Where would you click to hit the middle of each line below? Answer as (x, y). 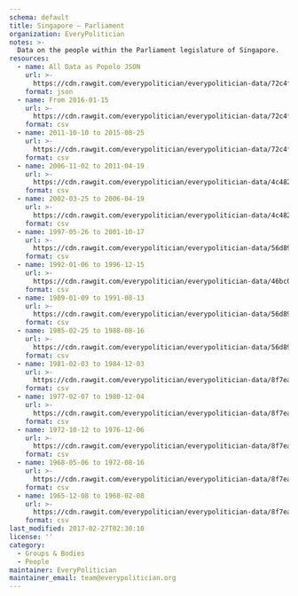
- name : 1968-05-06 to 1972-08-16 (81, 463)
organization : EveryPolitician (67, 34)
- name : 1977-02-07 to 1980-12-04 (81, 397)
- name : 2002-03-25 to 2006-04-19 (81, 199)
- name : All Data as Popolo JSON (79, 67)
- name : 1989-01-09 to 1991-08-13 (81, 298)
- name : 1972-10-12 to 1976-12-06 (81, 430)
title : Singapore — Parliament (67, 26)
